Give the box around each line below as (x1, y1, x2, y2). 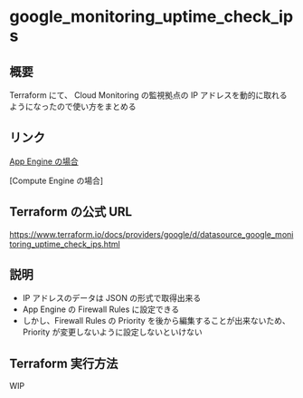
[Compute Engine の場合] (9, 175, 104, 186)
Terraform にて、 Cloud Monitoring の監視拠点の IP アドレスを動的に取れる (9, 90, 288, 101)
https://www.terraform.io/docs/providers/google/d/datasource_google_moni (9, 228, 294, 239)
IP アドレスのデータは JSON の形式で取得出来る (22, 293, 202, 304)
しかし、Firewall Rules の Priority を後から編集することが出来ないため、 (22, 315, 291, 326)
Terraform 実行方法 (9, 355, 118, 371)
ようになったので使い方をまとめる (9, 102, 137, 112)
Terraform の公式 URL (9, 204, 133, 219)
